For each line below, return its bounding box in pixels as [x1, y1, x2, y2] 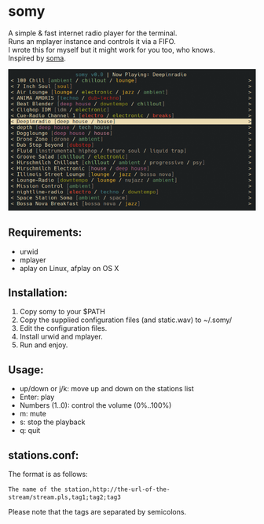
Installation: [8, 286, 68, 299]
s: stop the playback [19, 417, 86, 427]
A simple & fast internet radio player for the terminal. [8, 28, 178, 38]
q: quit [19, 426, 41, 435]
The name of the [8, 486, 61, 493]
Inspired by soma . [8, 53, 67, 63]
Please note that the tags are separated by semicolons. [8, 508, 187, 516]
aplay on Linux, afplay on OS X [19, 263, 119, 273]
